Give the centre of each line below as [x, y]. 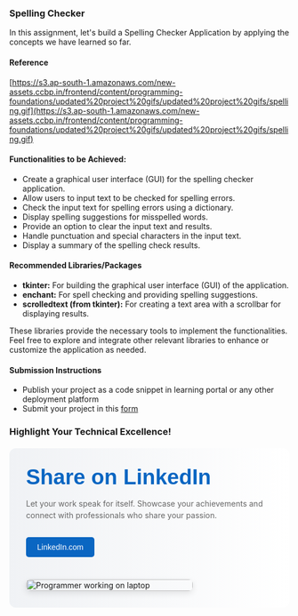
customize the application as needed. [78, 349]
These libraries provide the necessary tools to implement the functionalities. [149, 331]
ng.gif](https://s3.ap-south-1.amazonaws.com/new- [105, 110]
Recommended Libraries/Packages [76, 266]
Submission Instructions [56, 370]
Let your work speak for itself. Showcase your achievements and [145, 504]
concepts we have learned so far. [70, 42]
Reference [29, 62]
